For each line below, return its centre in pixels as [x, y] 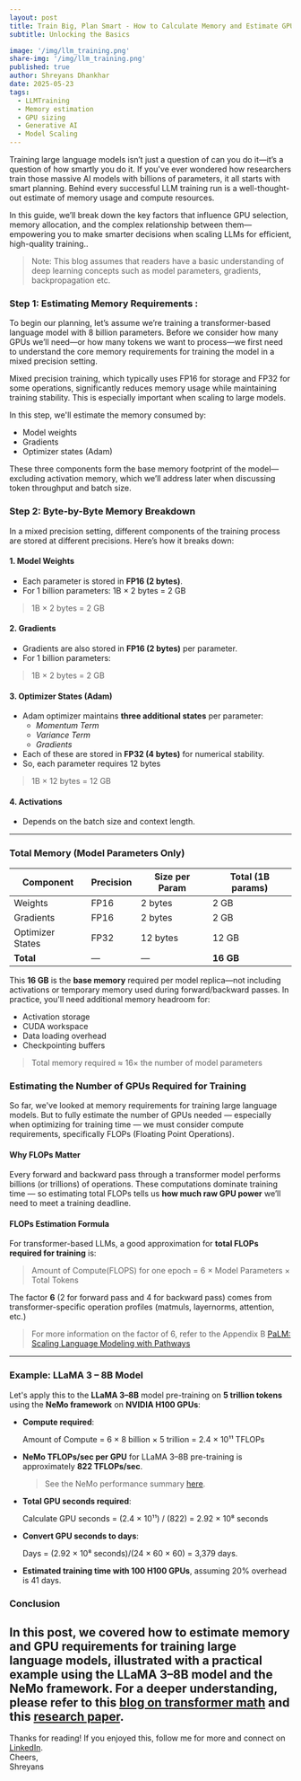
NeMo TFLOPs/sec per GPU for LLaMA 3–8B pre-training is [132, 1457]
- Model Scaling [47, 134]
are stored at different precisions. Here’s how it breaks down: [122, 541]
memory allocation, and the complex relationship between [116, 225]
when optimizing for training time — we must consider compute [127, 1124]
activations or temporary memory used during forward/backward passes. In [149, 990]
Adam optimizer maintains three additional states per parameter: [143, 716]
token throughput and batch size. [70, 488]
